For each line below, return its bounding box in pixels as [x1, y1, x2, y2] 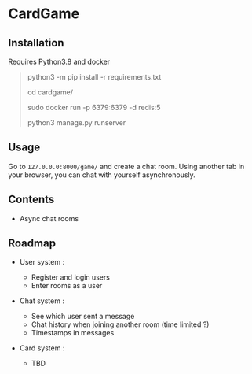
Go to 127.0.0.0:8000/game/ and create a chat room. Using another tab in [8, 161, 245, 171]
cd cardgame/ [27, 87, 73, 97]
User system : [19, 257, 65, 267]
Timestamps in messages [31, 328, 115, 338]
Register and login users [31, 272, 110, 282]
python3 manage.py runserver [27, 118, 126, 127]
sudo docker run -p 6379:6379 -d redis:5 [27, 103, 161, 112]
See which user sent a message [31, 312, 135, 321]
